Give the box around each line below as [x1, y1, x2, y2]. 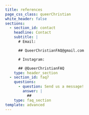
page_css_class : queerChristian [5, 12, 71, 17]
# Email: [18, 39, 36, 44]
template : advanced [5, 102, 45, 107]
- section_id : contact [9, 26, 56, 30]
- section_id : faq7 [9, 75, 49, 80]
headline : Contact [14, 30, 51, 35]
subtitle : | [14, 35, 38, 40]
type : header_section [14, 70, 58, 75]
